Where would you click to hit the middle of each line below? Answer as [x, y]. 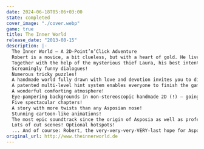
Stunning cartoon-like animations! [57, 114]
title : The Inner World [36, 35]
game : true [20, 29]
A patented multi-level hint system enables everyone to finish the [100, 86]
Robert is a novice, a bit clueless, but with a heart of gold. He [99, 57]
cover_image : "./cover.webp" [43, 23]
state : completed [28, 18]
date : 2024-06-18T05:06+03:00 [45, 12]
